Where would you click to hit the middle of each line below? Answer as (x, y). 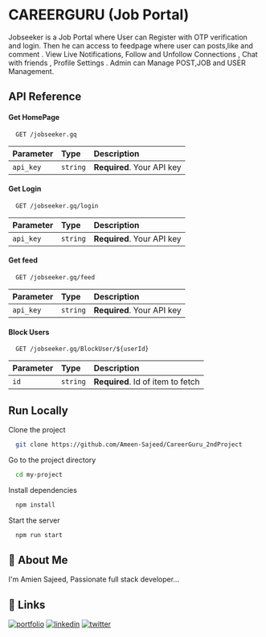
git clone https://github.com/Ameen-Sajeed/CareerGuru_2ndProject (129, 445)
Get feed (23, 260)
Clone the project (37, 429)
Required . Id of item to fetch (147, 382)
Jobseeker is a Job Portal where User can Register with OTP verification (128, 37)
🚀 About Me (38, 560)
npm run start (39, 535)
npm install (36, 505)
